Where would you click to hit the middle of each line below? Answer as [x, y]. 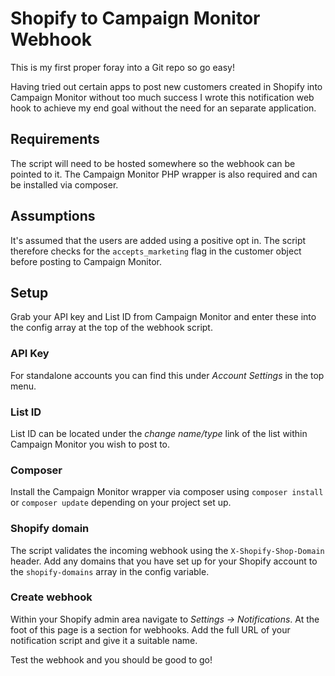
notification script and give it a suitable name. [104, 640]
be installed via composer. [64, 184]
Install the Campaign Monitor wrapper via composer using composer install [167, 492]
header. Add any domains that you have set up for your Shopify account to [164, 561]
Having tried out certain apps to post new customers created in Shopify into [166, 86]
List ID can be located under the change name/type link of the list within [159, 433]
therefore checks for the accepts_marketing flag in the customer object [156, 251]
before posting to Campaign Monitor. [86, 261]
